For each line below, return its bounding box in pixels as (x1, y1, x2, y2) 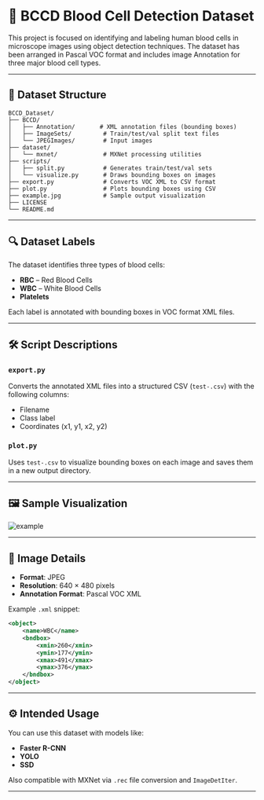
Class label (19, 413, 56, 423)
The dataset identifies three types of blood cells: (8, 259, 165, 270)
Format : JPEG (19, 573, 65, 582)
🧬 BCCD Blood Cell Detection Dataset (8, 7, 255, 25)
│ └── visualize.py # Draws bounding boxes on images (8, 171, 216, 179)
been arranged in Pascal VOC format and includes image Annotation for (8, 50, 240, 59)
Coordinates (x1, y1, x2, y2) (19, 422, 108, 431)
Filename (19, 405, 49, 415)
